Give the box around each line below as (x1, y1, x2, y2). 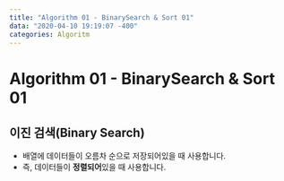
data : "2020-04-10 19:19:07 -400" (9, 22, 139, 30)
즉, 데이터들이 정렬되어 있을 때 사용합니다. (22, 162, 167, 173)
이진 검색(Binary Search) (9, 125, 145, 140)
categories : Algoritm (9, 30, 90, 39)
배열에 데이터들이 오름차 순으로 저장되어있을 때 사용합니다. (22, 151, 227, 161)
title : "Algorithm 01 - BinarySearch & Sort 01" (9, 13, 194, 22)
